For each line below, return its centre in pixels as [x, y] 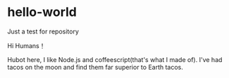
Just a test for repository [43, 31]
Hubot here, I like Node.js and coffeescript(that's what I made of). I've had [115, 59]
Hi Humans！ [26, 45]
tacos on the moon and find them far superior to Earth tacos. [95, 67]
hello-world [42, 12]
